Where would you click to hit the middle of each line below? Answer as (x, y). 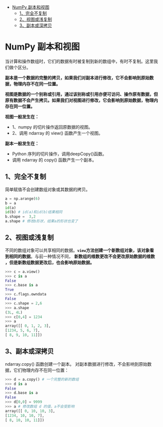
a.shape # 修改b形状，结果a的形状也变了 (42, 221)
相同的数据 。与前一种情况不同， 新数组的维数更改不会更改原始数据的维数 (82, 256)
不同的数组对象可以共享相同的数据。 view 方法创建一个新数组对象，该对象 (77, 250)
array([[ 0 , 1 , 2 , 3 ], (28, 326)
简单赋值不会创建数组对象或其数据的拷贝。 (48, 189)
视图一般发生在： (22, 116)
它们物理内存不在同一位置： (41, 370)
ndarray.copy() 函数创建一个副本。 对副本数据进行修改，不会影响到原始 (76, 364)
